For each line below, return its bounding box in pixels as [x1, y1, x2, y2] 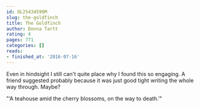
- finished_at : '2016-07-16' [6, 54, 80, 60]
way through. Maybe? [6, 83, 61, 91]
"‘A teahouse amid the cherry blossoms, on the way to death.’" [6, 95, 162, 102]
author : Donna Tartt [6, 25, 59, 32]
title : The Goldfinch [6, 20, 61, 26]
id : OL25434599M [6, 8, 47, 15]
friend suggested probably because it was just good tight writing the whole [6, 77, 194, 84]
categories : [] [6, 43, 45, 49]
